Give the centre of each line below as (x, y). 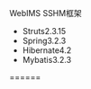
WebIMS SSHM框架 (46, 13)
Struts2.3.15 (44, 31)
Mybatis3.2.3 (47, 60)
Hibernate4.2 (47, 50)
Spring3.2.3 (44, 40)
